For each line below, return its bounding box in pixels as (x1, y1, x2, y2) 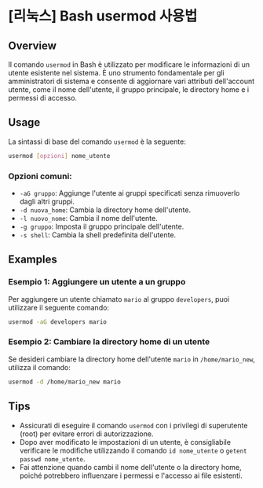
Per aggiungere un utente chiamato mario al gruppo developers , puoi (8, 294, 230, 303)
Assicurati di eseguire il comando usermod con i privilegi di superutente (19, 420, 248, 430)
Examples (8, 253, 57, 266)
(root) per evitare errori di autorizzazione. (19, 429, 154, 438)
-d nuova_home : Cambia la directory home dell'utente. (19, 205, 191, 215)
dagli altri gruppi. (19, 196, 75, 206)
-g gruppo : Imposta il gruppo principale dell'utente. (19, 222, 184, 231)
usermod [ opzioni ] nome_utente (8, 152, 111, 160)
